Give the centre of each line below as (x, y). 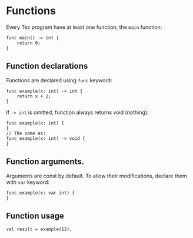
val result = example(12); (39, 229)
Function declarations (47, 66)
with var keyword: (28, 182)
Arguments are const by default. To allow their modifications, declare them (96, 176)
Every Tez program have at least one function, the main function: (84, 27)
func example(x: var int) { (41, 193)
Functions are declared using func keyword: (59, 80)
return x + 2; (34, 96)
